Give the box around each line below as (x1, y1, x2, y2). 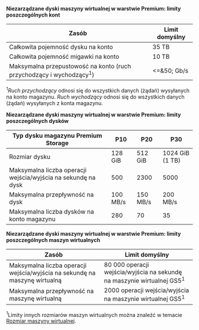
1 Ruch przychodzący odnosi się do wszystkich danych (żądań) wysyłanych (6, 86, 190, 94)
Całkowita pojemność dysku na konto (9, 43, 114, 51)
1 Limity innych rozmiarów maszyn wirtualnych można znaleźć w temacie (6, 310, 182, 318)
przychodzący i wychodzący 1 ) (9, 69, 95, 79)
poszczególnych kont (6, 11, 60, 18)
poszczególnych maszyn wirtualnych (6, 236, 101, 243)
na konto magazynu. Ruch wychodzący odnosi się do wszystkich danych (6, 93, 185, 100)
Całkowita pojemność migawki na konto (9, 53, 120, 61)
